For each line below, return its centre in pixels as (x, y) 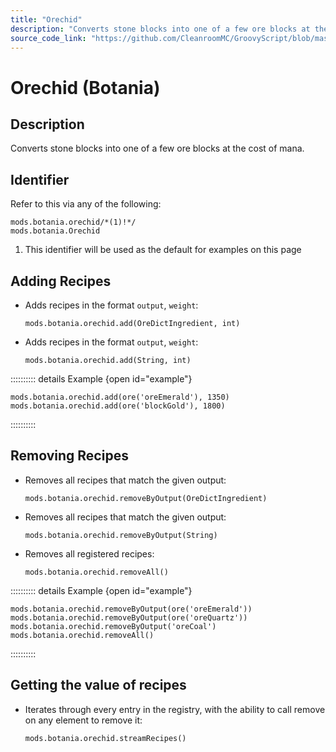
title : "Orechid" (46, 19)
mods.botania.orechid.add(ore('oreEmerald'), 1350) (120, 397)
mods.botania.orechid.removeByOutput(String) (121, 535)
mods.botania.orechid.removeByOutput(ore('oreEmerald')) (131, 609)
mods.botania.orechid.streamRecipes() (105, 738)
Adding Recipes (61, 281)
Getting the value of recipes (98, 685)
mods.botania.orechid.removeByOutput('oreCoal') (113, 626)
